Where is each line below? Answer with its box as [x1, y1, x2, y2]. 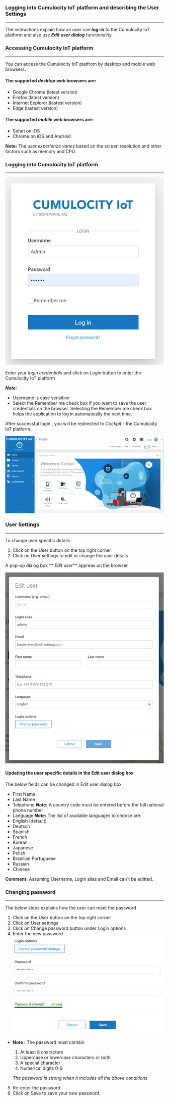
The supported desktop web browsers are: [5, 78, 97, 84]
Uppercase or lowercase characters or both [20, 1055, 111, 1061]
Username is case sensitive [12, 395, 70, 401]
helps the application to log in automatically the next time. [12, 411, 132, 417]
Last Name [12, 796, 35, 802]
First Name [12, 791, 36, 797]
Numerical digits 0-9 [20, 1065, 63, 1071]
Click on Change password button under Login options [12, 925, 126, 931]
